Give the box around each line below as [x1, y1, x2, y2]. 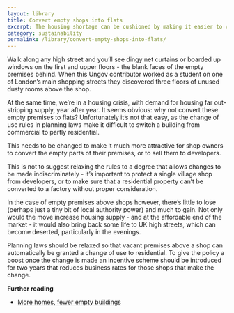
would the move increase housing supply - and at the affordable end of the [7, 213, 222, 222]
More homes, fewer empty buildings [17, 298, 122, 307]
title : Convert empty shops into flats [7, 17, 123, 24]
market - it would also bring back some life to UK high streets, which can [7, 220, 216, 229]
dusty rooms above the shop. [7, 85, 92, 93]
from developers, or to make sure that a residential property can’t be [7, 177, 204, 185]
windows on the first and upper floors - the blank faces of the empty [7, 63, 204, 71]
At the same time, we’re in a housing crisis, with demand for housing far [7, 98, 213, 107]
